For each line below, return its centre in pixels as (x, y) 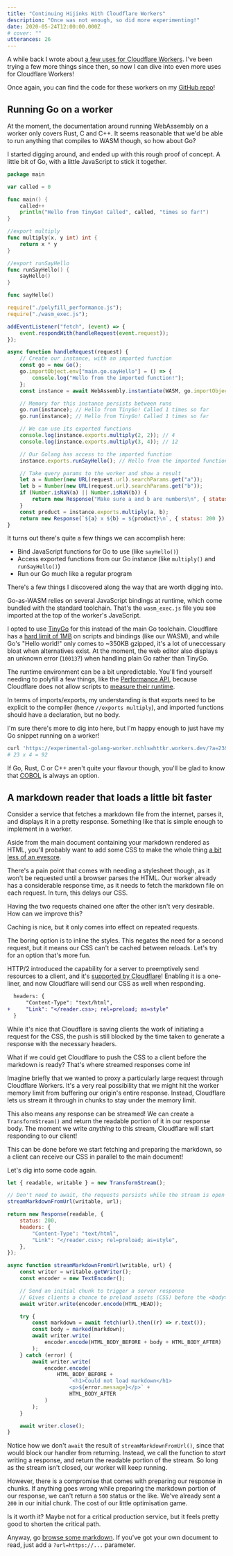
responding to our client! (42, 1136)
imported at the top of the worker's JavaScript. (74, 615)
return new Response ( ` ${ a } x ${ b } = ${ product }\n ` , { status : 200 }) (122, 518)
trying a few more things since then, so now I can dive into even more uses (114, 67)
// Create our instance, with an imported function (96, 358)
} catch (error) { (46, 1355)
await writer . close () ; (52, 1426)
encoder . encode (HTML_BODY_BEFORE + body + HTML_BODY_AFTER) (133, 1342)
